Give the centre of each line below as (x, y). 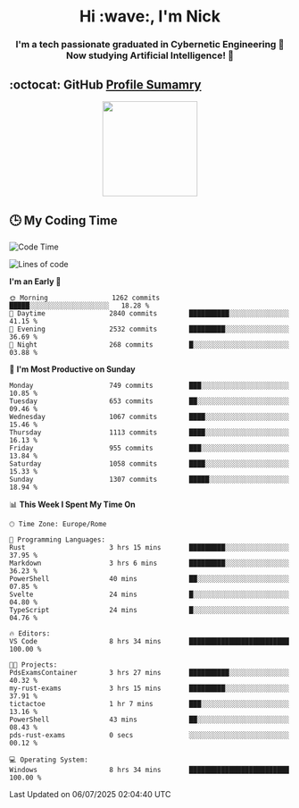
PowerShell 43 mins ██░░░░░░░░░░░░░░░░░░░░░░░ (149, 720)
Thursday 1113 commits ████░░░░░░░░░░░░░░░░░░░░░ (149, 432)
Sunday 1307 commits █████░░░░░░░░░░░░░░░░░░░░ (149, 479)
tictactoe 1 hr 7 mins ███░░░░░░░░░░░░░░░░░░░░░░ (149, 703)
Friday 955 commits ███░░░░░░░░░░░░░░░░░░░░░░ (149, 448)
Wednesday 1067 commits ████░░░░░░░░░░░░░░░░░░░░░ (149, 417)
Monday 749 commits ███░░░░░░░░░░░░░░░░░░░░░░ (149, 385)
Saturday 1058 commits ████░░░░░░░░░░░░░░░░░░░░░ (149, 463)
